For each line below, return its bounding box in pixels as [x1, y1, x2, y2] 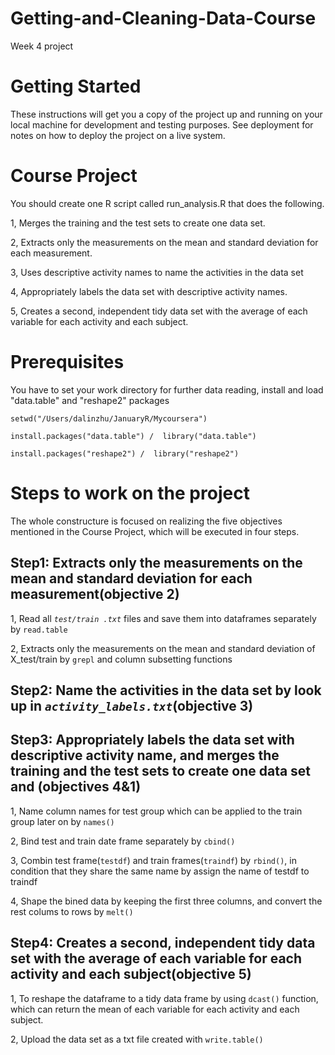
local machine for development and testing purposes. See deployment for [10, 118, 314, 131]
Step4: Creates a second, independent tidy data [10, 935, 316, 952]
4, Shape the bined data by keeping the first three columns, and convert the [10, 895, 323, 907]
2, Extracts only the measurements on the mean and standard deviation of [10, 642, 316, 654]
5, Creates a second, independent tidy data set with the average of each [10, 305, 308, 317]
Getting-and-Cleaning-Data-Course [10, 7, 317, 30]
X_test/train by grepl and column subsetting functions [10, 653, 233, 665]
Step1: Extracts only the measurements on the [10, 555, 303, 572]
